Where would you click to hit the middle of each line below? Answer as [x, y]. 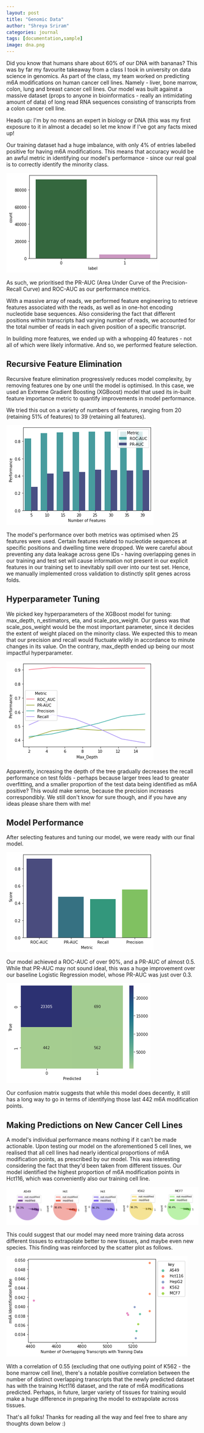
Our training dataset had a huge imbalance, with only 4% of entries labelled [101, 145]
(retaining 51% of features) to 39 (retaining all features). [76, 416]
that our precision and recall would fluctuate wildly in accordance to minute [101, 639]
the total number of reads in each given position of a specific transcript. [96, 327]
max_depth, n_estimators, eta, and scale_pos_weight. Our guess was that [98, 620]
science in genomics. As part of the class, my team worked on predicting [98, 76]
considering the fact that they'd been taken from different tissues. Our [94, 1166]
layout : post [23, 13]
